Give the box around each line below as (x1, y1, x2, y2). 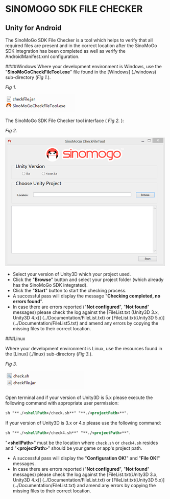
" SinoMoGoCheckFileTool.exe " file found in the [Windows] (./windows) (5, 69, 157, 75)
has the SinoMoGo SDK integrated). (12, 282, 88, 288)
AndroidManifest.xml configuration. (5, 53, 80, 59)
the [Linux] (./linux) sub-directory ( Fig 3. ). (5, 351, 93, 357)
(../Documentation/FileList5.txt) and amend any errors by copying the (12, 320, 159, 326)
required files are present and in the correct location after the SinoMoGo (5, 43, 157, 49)
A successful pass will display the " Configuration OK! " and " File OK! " (12, 455, 160, 461)
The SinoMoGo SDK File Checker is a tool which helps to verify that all (5, 37, 153, 43)
